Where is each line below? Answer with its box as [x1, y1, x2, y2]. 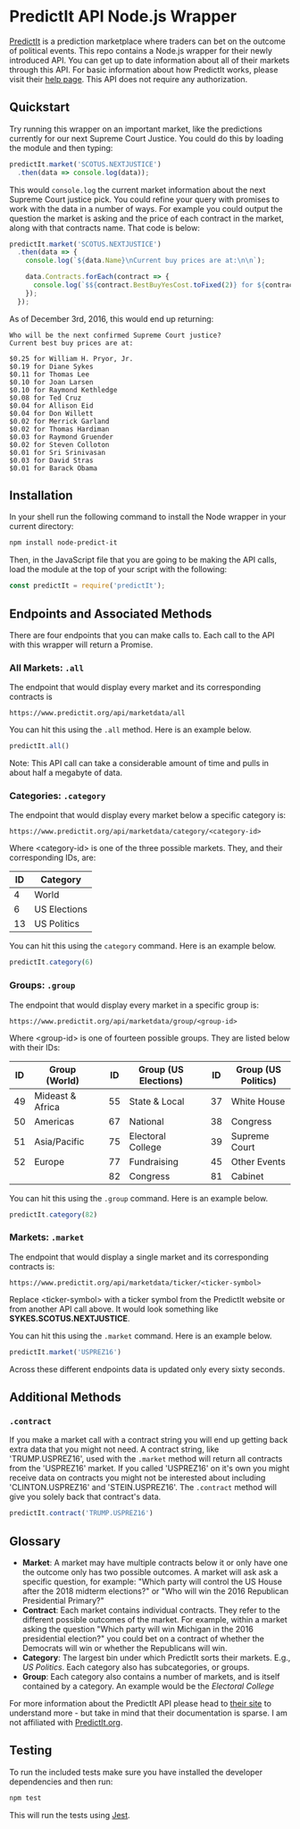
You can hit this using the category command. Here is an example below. [9, 940, 277, 951]
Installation [9, 488, 73, 503]
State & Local [129, 1095, 185, 1108]
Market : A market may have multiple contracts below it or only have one [21, 1557, 288, 1568]
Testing [9, 1743, 53, 1758]
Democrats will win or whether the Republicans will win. [21, 1643, 228, 1654]
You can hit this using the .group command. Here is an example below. [9, 1193, 269, 1203]
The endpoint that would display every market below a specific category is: [9, 810, 287, 821]
